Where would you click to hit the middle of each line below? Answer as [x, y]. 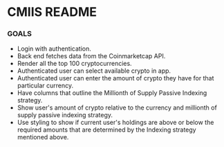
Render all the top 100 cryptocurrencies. [75, 64]
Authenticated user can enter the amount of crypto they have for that [115, 78]
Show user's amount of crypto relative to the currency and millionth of [117, 107]
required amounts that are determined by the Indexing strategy [106, 130]
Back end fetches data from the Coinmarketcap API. [91, 56]
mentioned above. [43, 137]
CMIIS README [52, 12]
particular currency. [45, 86]
